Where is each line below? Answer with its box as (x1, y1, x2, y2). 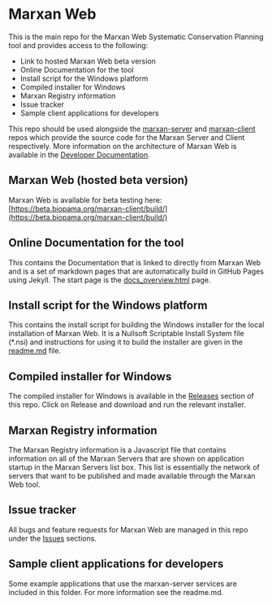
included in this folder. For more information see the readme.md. (8, 587, 224, 597)
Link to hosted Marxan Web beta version (19, 56, 157, 66)
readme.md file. (8, 346, 62, 356)
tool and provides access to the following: (8, 40, 149, 50)
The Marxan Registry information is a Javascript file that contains (8, 445, 227, 454)
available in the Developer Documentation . (8, 150, 150, 160)
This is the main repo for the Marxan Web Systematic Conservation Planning (8, 32, 264, 42)
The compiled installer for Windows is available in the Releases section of (8, 392, 254, 401)
